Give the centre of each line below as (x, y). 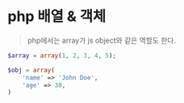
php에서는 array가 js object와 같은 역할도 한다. (102, 40)
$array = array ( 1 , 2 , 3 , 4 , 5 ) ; (62, 56)
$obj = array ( (31, 70)
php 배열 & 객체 (57, 16)
